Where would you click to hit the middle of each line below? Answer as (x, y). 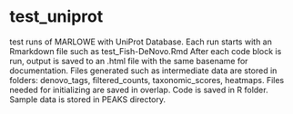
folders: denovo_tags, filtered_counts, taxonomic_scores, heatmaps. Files (147, 80)
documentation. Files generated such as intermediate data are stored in (143, 71)
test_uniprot (56, 17)
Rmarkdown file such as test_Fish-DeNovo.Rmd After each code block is (146, 51)
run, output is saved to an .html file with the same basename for (129, 61)
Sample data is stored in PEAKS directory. (88, 99)
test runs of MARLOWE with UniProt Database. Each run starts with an (141, 42)
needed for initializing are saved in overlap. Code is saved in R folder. (139, 90)
